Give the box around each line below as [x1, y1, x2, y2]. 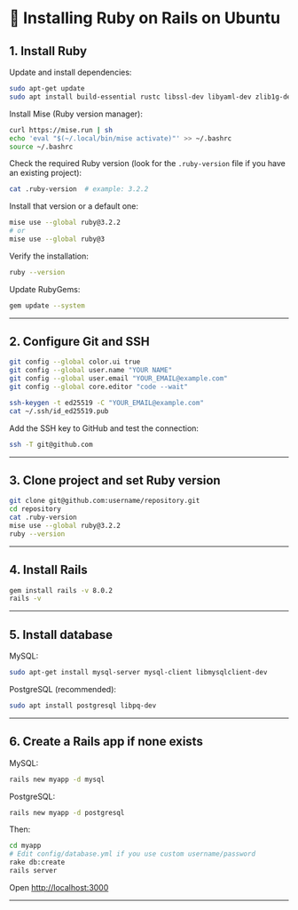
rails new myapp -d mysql [9, 775, 105, 784]
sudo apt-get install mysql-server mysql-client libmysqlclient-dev [9, 668, 268, 677]
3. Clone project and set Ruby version [9, 473, 221, 488]
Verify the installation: [9, 251, 89, 261]
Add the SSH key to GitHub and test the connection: [9, 422, 200, 434]
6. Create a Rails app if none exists [9, 734, 204, 749]
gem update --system [9, 301, 86, 310]
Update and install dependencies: [9, 67, 132, 77]
